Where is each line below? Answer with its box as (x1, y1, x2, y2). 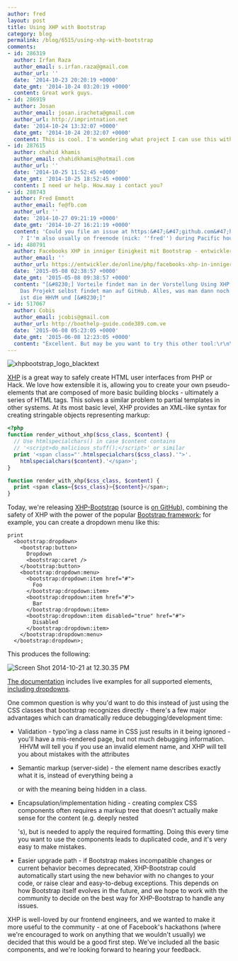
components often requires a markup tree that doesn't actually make (17, 806, 218, 815)
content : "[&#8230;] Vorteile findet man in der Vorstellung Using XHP (13, 281, 230, 288)
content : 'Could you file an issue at (13, 228, 129, 235)
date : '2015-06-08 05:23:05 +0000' (13, 327, 119, 334)
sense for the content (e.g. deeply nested (17, 813, 139, 823)
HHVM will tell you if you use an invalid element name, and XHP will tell (19, 743, 227, 751)
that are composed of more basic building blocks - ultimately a (35, 388, 219, 397)
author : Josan (13, 103, 55, 110)
